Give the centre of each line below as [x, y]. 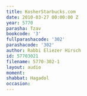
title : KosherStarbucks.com [41, 12]
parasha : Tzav [24, 28]
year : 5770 [20, 23]
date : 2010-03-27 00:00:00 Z [42, 17]
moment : [16, 73]
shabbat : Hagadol [28, 78]
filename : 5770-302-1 [33, 61]
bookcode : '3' [24, 34]
